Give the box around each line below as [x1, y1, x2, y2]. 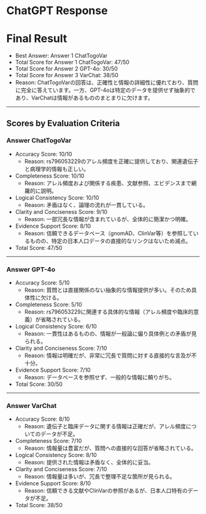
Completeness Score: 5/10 [15, 301, 82, 308]
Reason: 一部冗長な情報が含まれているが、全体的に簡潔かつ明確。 [24, 215, 191, 222]
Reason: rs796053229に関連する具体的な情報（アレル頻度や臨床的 [24, 308, 194, 316]
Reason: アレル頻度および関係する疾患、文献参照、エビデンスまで [24, 179, 192, 187]
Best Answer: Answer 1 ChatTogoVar [15, 52, 108, 59]
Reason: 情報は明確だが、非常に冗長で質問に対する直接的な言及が [24, 352, 192, 359]
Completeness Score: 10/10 [15, 172, 85, 180]
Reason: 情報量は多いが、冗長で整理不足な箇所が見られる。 [24, 473, 176, 480]
